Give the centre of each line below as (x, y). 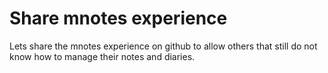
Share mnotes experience (118, 18)
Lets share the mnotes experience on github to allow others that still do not (163, 46)
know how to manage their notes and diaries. (102, 56)
